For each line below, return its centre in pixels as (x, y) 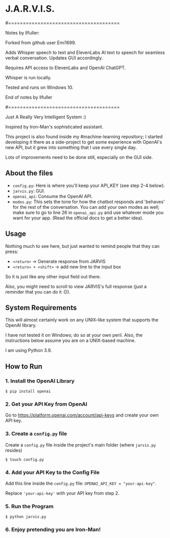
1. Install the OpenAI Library (40, 381)
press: (12, 251)
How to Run (24, 366)
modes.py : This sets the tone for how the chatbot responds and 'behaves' (89, 202)
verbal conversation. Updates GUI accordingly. (54, 58)
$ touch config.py (25, 460)
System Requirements (41, 308)
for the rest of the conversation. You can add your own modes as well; (86, 207)
